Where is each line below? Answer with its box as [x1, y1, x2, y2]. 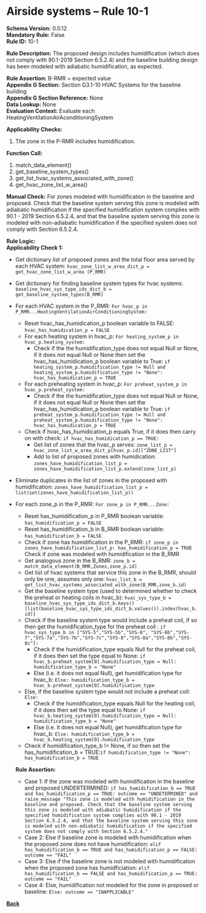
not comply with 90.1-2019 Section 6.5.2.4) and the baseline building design [6, 56, 198, 63]
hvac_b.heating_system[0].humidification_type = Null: [33, 713, 177, 719]
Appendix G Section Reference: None [6, 94, 104, 101]
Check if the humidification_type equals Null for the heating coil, [33, 699, 196, 707]
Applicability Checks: [6, 125, 63, 133]
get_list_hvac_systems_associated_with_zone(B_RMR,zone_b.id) [24, 582, 187, 588]
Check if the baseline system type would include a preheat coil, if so [24, 616, 197, 624]
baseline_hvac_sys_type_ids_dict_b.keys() [24, 600, 135, 606]
